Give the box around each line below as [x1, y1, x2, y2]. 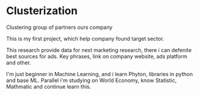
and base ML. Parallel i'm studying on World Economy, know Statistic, [6, 77, 177, 84]
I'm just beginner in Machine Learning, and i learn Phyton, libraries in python [6, 70, 193, 77]
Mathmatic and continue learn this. [6, 83, 91, 90]
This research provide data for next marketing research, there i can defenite [6, 46, 192, 54]
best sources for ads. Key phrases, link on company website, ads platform [6, 53, 188, 60]
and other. [6, 59, 31, 66]
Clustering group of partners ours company [6, 24, 113, 31]
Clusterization [6, 4, 78, 18]
